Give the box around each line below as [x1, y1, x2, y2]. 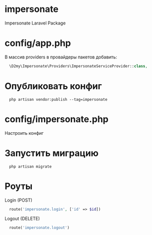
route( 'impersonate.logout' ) [9, 226, 70, 231]
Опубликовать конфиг [4, 80, 102, 92]
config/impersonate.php [4, 113, 109, 125]
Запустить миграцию [4, 147, 99, 159]
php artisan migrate [9, 164, 52, 169]
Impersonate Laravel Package [4, 20, 66, 26]
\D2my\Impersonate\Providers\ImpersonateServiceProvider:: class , [9, 63, 148, 68]
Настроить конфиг [4, 130, 44, 136]
